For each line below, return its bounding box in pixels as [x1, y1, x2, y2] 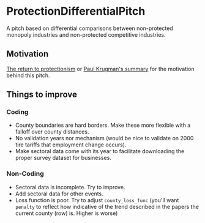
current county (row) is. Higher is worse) [15, 210, 118, 217]
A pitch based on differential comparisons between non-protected [6, 25, 173, 32]
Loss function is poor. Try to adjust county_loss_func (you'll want [15, 196, 179, 203]
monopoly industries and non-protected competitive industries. [6, 31, 166, 38]
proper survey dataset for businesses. [15, 154, 112, 162]
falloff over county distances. [15, 128, 89, 135]
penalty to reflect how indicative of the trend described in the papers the [15, 203, 199, 210]
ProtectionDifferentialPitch [6, 4, 146, 18]
